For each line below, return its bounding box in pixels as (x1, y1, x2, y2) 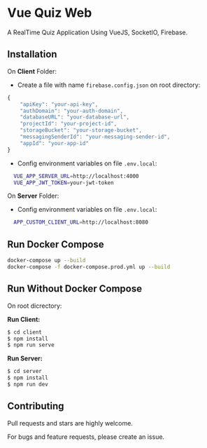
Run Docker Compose (7, 238, 105, 250)
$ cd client (7, 328, 42, 336)
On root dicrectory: (7, 301, 62, 310)
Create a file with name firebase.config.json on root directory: (17, 81, 201, 89)
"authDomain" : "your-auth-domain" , (20, 107, 124, 114)
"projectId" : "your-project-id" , (20, 121, 117, 128)
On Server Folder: (7, 191, 59, 201)
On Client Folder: (7, 67, 57, 75)
